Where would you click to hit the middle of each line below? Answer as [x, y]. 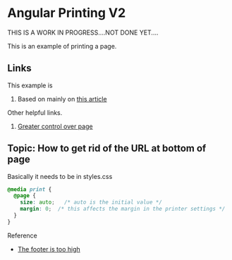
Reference [22, 235]
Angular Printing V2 [67, 13]
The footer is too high [49, 249]
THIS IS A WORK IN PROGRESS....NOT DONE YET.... [83, 32]
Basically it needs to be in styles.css [60, 176]
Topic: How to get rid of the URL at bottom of [107, 148]
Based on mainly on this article [62, 99]
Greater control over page [55, 126]
